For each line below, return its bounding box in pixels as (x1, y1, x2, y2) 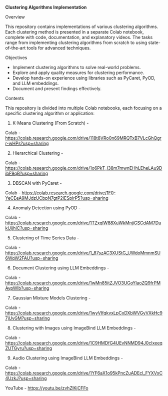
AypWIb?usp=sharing (5, 285, 49, 291)
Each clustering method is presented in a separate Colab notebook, (5, 29, 144, 35)
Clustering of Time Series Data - (12, 235, 79, 241)
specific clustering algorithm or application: (5, 110, 95, 116)
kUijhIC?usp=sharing (5, 225, 48, 231)
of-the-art (5, 45, 26, 51)
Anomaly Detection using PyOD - (12, 205, 81, 211)
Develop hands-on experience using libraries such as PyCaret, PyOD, (12, 75, 156, 81)
